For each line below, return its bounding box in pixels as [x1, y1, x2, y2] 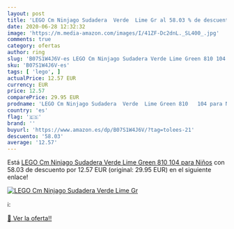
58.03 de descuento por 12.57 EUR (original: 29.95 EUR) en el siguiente [7, 166, 212, 174]
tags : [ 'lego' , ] [7, 68, 61, 75]
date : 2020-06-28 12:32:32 [7, 23, 86, 30]
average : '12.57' [7, 139, 58, 146]
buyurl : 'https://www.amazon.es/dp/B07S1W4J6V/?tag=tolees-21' [7, 126, 195, 133]
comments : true [7, 36, 52, 43]
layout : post [7, 10, 45, 17]
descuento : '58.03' [7, 133, 64, 139]
